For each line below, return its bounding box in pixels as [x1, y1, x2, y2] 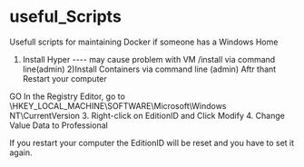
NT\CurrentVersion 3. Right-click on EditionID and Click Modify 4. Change [9, 110, 286, 121]
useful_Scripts [9, 6, 123, 27]
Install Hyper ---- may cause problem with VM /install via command [22, 54, 276, 64]
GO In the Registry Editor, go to [9, 91, 125, 102]
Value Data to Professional [9, 120, 109, 131]
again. [9, 147, 34, 158]
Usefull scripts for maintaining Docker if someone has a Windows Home [9, 36, 279, 47]
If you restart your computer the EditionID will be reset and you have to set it [9, 137, 295, 148]
